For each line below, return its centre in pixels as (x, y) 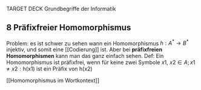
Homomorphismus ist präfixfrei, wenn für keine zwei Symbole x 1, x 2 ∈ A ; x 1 (101, 62)
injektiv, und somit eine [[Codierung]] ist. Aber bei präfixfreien (84, 50)
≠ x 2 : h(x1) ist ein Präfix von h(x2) (49, 69)
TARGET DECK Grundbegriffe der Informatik (61, 9)
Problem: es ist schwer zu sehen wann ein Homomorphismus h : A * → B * (97, 43)
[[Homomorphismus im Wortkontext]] (53, 80)
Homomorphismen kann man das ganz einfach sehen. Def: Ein (85, 56)
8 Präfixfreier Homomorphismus (69, 27)
